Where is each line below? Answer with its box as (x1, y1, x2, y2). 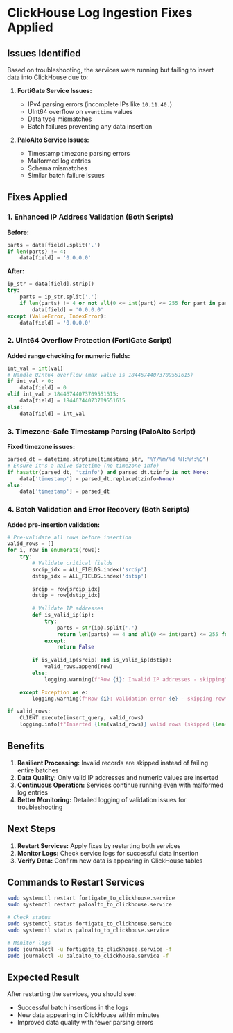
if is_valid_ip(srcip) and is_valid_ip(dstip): (32, 657, 172, 664)
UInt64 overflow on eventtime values (27, 108, 133, 115)
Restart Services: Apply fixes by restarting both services (17, 841, 181, 849)
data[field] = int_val (19, 410, 85, 417)
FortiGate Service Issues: (17, 87, 92, 95)
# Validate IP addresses (32, 605, 104, 612)
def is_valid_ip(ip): (32, 612, 95, 619)
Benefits (7, 740, 45, 752)
